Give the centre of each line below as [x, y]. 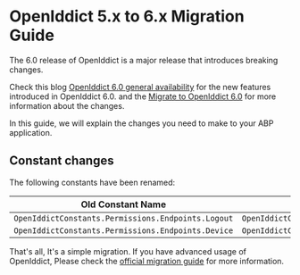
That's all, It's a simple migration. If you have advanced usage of [128, 251]
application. [31, 132]
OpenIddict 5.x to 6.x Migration [127, 17]
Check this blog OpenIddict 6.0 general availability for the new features [140, 87]
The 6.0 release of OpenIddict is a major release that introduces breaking [144, 60]
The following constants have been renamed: [92, 182]
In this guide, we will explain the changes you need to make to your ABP [142, 123]
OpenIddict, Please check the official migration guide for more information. [146, 261]
